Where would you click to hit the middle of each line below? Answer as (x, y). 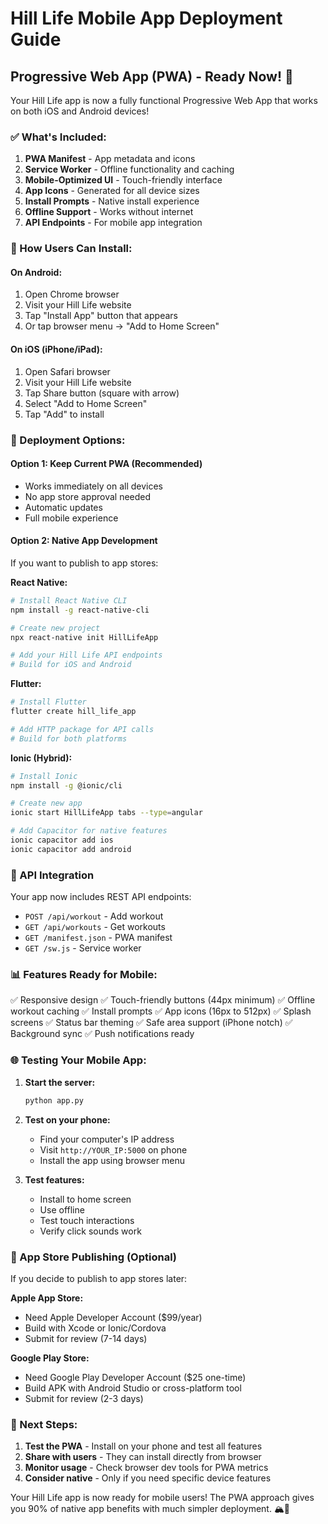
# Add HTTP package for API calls (82, 729)
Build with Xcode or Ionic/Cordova (95, 1328)
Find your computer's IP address (107, 1139)
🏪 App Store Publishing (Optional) (94, 1257)
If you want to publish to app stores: (84, 563)
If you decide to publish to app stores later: (99, 1278)
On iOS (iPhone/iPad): (56, 349)
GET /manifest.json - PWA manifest (98, 938)
